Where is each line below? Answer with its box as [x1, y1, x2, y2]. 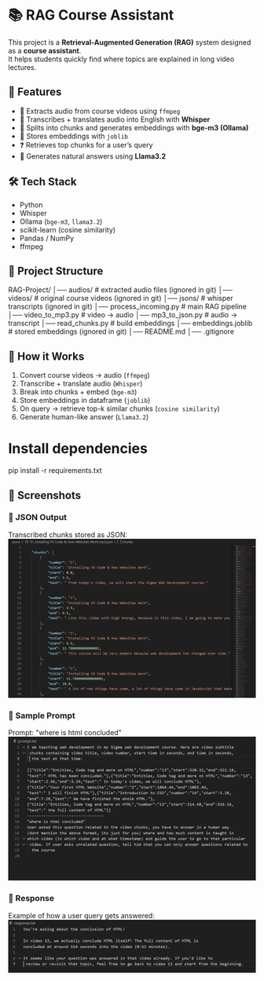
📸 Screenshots [8, 489, 82, 502]
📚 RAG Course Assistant [8, 6, 174, 24]
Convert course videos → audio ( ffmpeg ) [19, 371, 151, 380]
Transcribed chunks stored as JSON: [8, 529, 128, 539]
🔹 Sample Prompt [8, 710, 76, 721]
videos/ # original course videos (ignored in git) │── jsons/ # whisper [8, 294, 233, 303]
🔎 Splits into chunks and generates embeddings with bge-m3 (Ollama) [19, 123, 249, 132]
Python [19, 199, 43, 209]
